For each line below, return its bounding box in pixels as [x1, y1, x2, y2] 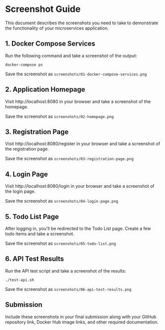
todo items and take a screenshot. [5, 231, 75, 236]
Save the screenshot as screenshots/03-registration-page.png [5, 156, 134, 162]
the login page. [5, 188, 36, 194]
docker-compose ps [5, 62, 43, 67]
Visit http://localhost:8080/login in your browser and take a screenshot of [5, 183, 155, 189]
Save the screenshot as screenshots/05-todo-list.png [5, 240, 116, 246]
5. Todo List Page [5, 212, 59, 221]
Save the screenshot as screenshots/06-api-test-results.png [5, 286, 132, 292]
